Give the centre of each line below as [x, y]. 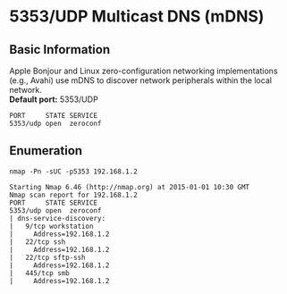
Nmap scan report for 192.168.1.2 [74, 195]
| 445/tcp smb [39, 273]
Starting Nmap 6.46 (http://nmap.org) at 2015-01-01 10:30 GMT [130, 187]
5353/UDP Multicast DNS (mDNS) [137, 17]
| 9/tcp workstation [51, 226]
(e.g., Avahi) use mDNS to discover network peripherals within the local [141, 80]
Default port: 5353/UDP [54, 99]
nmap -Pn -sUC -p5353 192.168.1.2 [74, 172]
